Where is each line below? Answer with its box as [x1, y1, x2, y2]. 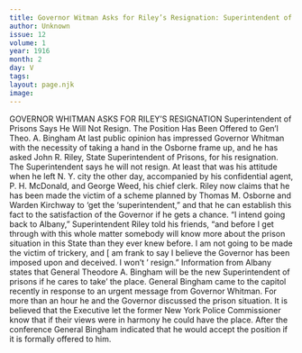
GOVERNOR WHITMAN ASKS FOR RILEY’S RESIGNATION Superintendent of [9, 113, 292, 124]
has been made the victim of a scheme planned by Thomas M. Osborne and [9, 190, 291, 201]
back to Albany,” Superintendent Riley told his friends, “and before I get [9, 218, 275, 230]
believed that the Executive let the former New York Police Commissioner [9, 304, 281, 315]
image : [9, 88, 34, 97]
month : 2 [9, 55, 42, 64]
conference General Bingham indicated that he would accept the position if [9, 323, 288, 334]
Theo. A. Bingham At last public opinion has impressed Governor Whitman [9, 132, 285, 143]
